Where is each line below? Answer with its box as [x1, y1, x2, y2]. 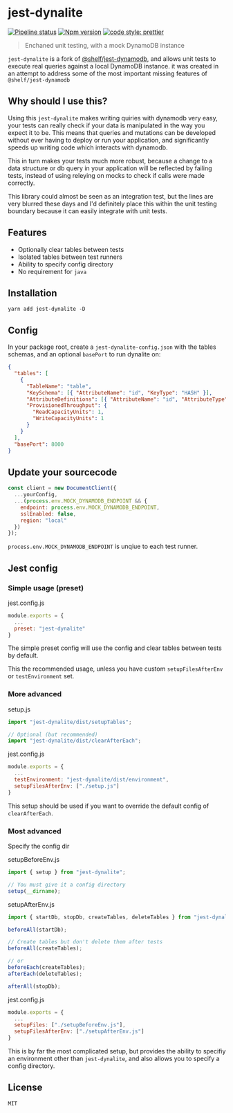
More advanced [8, 689, 62, 699]
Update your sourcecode [8, 466, 118, 478]
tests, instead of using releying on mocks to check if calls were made [8, 171, 205, 179]
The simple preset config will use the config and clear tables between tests [8, 644, 222, 652]
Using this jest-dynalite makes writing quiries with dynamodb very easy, [8, 114, 218, 122]
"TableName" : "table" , [26, 383, 92, 390]
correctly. [8, 179, 35, 187]
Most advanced [8, 826, 62, 835]
